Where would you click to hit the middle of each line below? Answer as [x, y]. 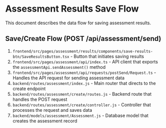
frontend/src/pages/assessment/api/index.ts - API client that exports [85, 62]
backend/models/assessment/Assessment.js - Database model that [80, 115]
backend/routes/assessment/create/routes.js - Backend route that [82, 94]
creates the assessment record [45, 121]
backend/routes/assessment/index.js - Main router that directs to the [84, 83]
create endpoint [29, 89]
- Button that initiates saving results [107, 56]
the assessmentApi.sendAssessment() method [59, 67]
